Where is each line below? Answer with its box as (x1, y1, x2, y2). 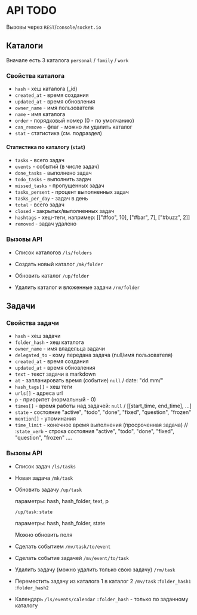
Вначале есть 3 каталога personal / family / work (6, 56, 129, 63)
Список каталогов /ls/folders (14, 249, 93, 256)
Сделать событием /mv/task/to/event (14, 543, 111, 550)
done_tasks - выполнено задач (14, 169, 92, 176)
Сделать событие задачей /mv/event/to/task (14, 554, 130, 561)
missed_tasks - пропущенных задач (14, 182, 104, 189)
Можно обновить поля (14, 531, 73, 538)
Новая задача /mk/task (14, 474, 73, 482)
